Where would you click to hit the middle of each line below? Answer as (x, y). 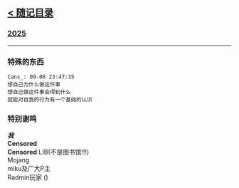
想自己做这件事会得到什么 (39, 92)
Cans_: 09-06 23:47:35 (41, 77)
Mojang (18, 160)
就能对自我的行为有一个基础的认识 (50, 99)
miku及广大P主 (29, 169)
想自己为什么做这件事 (34, 84)
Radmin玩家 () (28, 177)
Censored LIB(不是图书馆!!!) (48, 152)
